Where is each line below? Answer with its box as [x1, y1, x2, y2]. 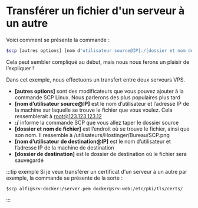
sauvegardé [14, 157, 44, 164]
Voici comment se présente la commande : [6, 36, 110, 43]
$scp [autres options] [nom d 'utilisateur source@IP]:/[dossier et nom [6, 47, 186, 54]
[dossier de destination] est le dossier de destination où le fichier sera [14, 150, 187, 157]
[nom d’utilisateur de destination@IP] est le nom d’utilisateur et [14, 138, 171, 145]
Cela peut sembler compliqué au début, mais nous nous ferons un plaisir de [6, 58, 190, 66]
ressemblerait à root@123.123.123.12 [14, 112, 102, 119]
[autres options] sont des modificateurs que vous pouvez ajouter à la [14, 87, 184, 95]
